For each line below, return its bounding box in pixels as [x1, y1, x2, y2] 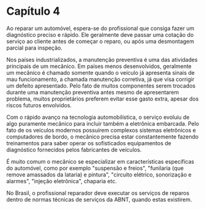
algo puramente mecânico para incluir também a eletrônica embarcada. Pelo [6, 120, 199, 127]
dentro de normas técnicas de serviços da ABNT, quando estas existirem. [6, 196, 192, 203]
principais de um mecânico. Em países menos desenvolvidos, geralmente [6, 63, 192, 70]
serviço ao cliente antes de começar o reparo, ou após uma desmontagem [6, 37, 195, 45]
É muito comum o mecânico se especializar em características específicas [6, 158, 195, 165]
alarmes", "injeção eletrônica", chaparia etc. [6, 177, 117, 184]
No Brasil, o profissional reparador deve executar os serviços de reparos [6, 189, 190, 197]
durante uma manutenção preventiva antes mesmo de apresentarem [6, 88, 179, 96]
